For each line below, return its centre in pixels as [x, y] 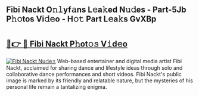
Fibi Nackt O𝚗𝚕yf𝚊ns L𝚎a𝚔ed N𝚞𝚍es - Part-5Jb [96, 10]
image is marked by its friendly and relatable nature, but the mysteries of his [100, 80]
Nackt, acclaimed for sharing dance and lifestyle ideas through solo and [94, 68]
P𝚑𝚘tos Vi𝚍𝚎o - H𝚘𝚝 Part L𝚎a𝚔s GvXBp [81, 19]
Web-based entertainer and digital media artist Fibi [119, 61]
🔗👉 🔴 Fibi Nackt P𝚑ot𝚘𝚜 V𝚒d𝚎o [67, 44]
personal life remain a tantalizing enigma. [57, 87]
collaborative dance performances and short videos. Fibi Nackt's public [94, 74]
